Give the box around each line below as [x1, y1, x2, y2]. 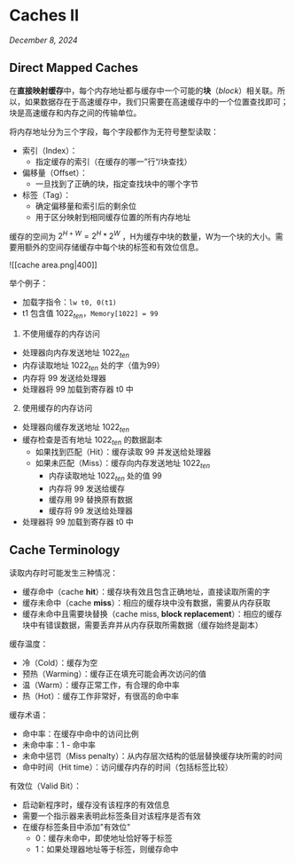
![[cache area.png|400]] [9, 259, 97, 271]
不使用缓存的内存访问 [21, 329, 100, 339]
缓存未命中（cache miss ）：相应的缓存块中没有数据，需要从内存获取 [21, 597, 271, 608]
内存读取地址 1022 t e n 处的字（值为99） [21, 360, 165, 373]
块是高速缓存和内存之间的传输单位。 [9, 107, 142, 118]
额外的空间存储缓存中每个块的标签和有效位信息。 [24, 241, 204, 253]
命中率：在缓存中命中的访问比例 [21, 728, 139, 739]
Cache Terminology [9, 542, 120, 558]
